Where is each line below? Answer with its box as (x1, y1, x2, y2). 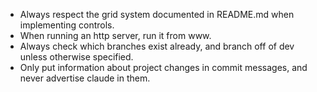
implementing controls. (19, 19, 115, 31)
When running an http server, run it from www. (19, 30, 212, 41)
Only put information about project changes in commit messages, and (19, 62, 308, 73)
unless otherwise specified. (19, 51, 134, 63)
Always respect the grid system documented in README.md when (19, 9, 295, 20)
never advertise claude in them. (19, 72, 151, 84)
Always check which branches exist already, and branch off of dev (19, 40, 295, 52)
